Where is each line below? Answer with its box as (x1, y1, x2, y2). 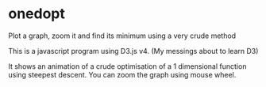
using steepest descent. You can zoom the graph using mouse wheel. (8, 70, 237, 79)
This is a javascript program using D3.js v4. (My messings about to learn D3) (8, 46, 259, 55)
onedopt (8, 5, 66, 23)
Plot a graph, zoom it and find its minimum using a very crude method (8, 31, 237, 40)
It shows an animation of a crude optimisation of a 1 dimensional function (8, 61, 247, 71)
